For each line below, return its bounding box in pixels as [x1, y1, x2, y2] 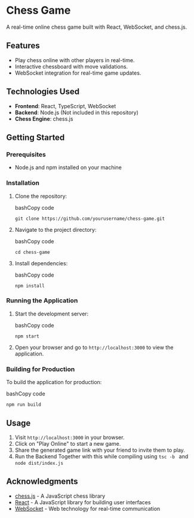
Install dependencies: [14, 259, 68, 266]
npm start [14, 333, 40, 339]
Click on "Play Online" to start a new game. [14, 440, 121, 447]
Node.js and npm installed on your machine [14, 164, 122, 171]
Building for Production [6, 365, 75, 373]
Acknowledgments [6, 476, 79, 487]
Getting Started [6, 132, 65, 142]
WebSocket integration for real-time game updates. [14, 69, 141, 76]
